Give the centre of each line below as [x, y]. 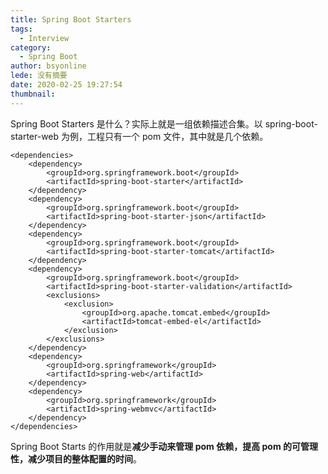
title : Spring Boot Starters [71, 19]
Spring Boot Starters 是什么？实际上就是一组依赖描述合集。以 [136, 123]
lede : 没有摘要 [39, 76]
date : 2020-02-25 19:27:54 [66, 85]
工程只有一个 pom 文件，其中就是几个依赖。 [178, 136]
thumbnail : [33, 94]
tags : [21, 29]
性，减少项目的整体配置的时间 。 [76, 458]
